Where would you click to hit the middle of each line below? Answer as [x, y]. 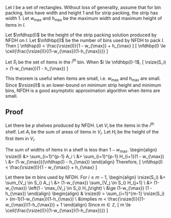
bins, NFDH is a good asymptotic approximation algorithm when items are [83, 91]
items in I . [15, 25]
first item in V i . [20, 139]
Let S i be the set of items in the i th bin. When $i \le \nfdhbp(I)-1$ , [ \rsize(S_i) [86, 62]
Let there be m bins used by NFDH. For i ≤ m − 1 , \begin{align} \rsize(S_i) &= [86, 177]
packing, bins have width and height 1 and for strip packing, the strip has [82, 13]
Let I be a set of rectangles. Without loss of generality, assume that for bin [83, 7]
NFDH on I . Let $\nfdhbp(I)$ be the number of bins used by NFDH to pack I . [85, 40]
